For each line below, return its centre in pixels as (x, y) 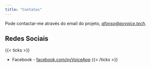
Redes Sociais (27, 39)
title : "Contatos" (23, 9)
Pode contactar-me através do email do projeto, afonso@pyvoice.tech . (76, 23)
